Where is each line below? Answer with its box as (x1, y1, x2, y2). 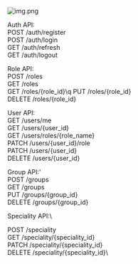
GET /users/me (7, 116, 52, 125)
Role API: (7, 65, 34, 73)
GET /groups (7, 183, 45, 191)
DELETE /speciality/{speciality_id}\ (7, 248, 108, 256)
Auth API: (7, 21, 36, 28)
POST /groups (7, 175, 49, 184)
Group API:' (7, 168, 41, 176)
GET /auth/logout (7, 51, 58, 59)
